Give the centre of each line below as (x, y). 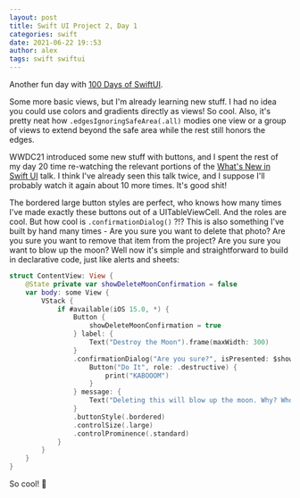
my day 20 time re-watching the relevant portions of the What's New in (140, 166)
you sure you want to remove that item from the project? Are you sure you (145, 241)
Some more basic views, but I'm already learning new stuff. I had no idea (143, 102)
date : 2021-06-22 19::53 (55, 42)
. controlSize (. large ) (113, 425)
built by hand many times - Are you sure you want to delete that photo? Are (147, 231)
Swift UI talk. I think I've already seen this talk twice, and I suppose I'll (137, 176)
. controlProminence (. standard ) (131, 434)
